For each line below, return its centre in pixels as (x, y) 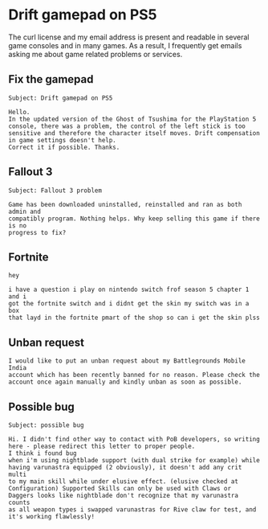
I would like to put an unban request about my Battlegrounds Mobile (127, 361)
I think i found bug (43, 453)
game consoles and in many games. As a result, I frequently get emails (125, 45)
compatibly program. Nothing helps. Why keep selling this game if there (134, 219)
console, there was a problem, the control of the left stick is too (127, 126)
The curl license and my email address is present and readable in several (129, 37)
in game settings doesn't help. (62, 140)
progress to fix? (37, 232)
